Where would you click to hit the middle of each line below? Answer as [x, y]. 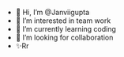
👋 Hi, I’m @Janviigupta [53, 12]
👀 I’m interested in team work [63, 21]
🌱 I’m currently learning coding [66, 29]
